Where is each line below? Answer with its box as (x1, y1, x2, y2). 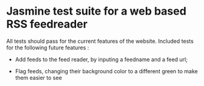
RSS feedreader (6, 17, 88, 31)
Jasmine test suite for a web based (6, 4, 187, 18)
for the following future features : (6, 44, 90, 51)
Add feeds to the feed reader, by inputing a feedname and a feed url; (15, 56, 188, 63)
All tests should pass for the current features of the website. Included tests (6, 37, 194, 45)
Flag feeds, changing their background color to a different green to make (15, 67, 198, 74)
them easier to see (15, 74, 62, 81)
